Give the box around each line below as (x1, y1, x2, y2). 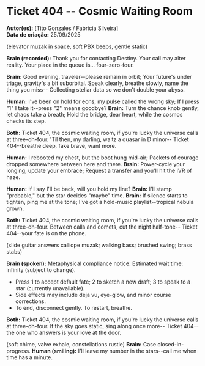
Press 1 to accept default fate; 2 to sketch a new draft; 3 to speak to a (15, 278, 191, 285)
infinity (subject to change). (6, 266, 76, 273)
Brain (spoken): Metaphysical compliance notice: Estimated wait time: (6, 260, 184, 267)
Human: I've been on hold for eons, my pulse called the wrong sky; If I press (6, 98, 199, 105)
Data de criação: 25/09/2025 (6, 31, 81, 38)
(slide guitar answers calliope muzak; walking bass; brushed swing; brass (6, 241, 192, 249)
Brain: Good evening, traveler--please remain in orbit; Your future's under (6, 73, 192, 80)
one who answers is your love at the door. (15, 329, 121, 336)
